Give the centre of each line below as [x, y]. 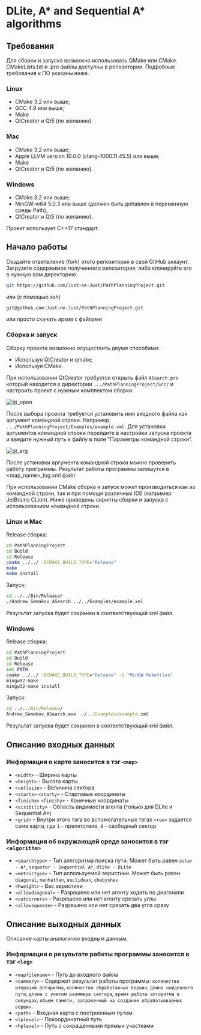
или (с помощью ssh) [34, 297]
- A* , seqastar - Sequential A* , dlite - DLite [73, 867]
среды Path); [31, 210]
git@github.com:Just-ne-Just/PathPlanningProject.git [75, 308]
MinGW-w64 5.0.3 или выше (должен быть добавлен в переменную [102, 204]
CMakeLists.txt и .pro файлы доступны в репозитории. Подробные [91, 67]
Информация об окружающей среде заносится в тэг [88, 841]
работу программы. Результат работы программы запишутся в [88, 469]
